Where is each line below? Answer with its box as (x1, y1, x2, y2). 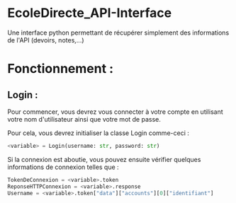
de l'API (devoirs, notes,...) (7, 35, 84, 44)
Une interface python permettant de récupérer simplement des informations (7, 28, 230, 37)
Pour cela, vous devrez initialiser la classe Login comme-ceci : (7, 129, 189, 137)
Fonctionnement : (7, 61, 114, 77)
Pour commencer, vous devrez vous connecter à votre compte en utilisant (7, 108, 223, 116)
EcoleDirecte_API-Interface (7, 5, 172, 21)
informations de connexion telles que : (7, 163, 119, 171)
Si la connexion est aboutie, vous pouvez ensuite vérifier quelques (7, 155, 201, 163)
